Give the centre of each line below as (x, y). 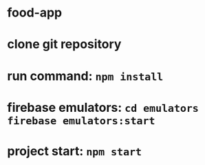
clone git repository (64, 45)
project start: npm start (75, 151)
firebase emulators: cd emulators (103, 107)
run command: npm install (85, 76)
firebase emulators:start (81, 120)
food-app (35, 13)
